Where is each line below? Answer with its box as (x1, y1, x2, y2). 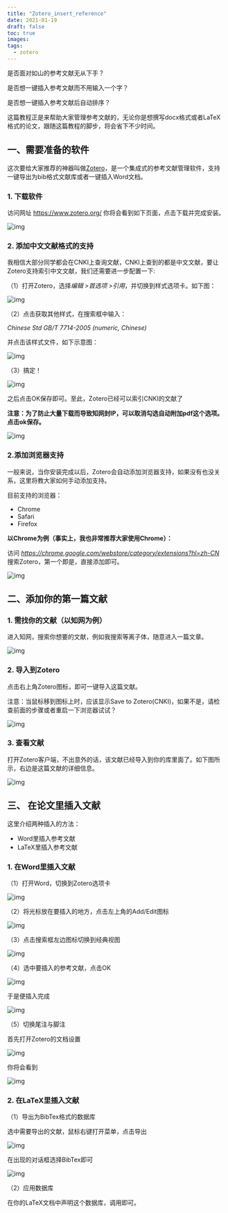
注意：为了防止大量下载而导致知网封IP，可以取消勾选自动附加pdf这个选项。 (7, 409, 224, 417)
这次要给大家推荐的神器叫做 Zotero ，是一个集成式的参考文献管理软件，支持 (7, 164, 220, 172)
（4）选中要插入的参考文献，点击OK (7, 963, 112, 972)
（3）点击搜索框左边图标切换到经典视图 (7, 935, 121, 944)
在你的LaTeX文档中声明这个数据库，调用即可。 (7, 1198, 141, 1207)
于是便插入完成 (7, 992, 50, 1000)
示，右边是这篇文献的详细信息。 (7, 764, 98, 772)
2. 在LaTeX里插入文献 (7, 1095, 80, 1105)
